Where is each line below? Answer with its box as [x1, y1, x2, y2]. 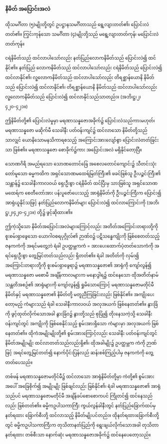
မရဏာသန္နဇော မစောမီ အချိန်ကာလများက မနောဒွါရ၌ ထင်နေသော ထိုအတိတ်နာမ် [5, 272, 159, 278]
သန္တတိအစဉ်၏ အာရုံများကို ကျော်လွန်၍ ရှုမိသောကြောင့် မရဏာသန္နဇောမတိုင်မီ [5, 282, 154, 288]
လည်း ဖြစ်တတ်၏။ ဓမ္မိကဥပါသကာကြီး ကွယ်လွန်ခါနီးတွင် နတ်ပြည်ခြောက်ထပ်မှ [5, 402, 156, 409]
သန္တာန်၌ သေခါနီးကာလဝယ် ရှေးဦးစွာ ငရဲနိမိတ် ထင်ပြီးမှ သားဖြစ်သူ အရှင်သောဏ [5, 180, 158, 186]
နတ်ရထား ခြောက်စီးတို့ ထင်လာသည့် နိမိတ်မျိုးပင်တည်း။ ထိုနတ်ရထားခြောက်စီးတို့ [5, 412, 160, 418]
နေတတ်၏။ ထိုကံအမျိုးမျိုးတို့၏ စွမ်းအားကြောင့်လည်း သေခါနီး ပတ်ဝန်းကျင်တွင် [5, 330, 158, 336]
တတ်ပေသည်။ [5, 359, 33, 365]
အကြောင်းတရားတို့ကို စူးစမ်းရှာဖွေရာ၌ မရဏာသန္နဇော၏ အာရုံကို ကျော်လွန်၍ [5, 262, 152, 269]
